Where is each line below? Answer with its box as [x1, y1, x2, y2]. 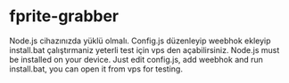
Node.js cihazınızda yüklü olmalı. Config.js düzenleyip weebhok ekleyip [9, 35, 271, 46]
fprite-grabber [9, 6, 120, 26]
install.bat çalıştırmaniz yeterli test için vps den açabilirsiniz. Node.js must [9, 44, 280, 55]
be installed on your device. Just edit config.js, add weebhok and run [9, 54, 263, 64]
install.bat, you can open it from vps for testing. [9, 64, 183, 74]
